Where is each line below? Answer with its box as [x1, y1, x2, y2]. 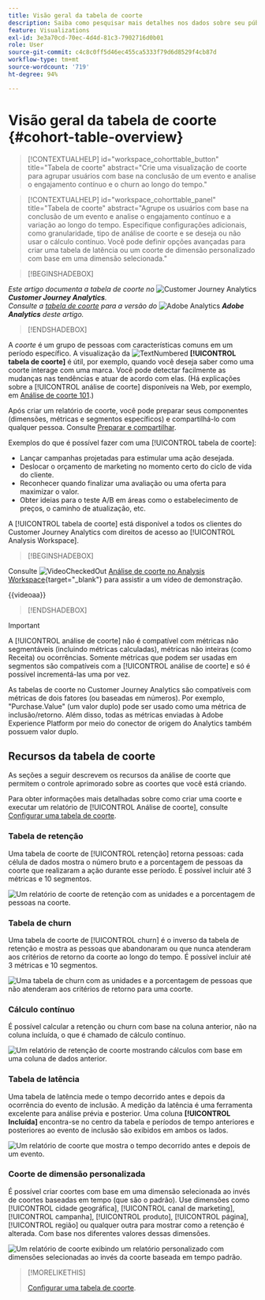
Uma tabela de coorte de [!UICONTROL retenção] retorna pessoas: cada [8, 849, 244, 858]
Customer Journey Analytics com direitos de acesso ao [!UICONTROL [8, 527, 235, 537]
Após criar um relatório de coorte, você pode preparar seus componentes [8, 405, 248, 415]
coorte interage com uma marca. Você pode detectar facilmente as [8, 365, 226, 375]
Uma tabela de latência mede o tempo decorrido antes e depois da [8, 1091, 226, 1101]
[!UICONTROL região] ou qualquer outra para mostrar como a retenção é [8, 1220, 244, 1230]
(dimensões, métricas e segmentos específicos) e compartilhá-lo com [8, 414, 237, 424]
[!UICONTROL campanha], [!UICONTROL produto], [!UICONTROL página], [8, 1211, 248, 1221]
